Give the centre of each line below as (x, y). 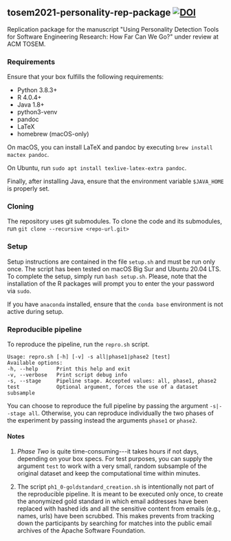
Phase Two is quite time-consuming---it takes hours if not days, (108, 452)
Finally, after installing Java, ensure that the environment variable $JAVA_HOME (115, 181)
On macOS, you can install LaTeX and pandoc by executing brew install (110, 147)
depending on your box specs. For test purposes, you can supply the (115, 459)
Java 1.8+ (31, 105)
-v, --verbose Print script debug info (67, 375)
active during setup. (35, 311)
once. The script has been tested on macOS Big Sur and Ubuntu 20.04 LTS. (114, 268)
